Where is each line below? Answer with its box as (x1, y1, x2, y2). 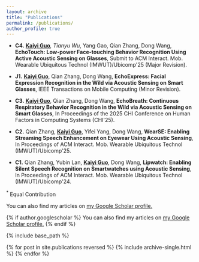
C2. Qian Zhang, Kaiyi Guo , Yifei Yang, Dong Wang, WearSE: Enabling (14, 128, 190, 135)
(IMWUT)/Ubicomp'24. (14, 178, 72, 185)
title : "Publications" (6, 14, 63, 20)
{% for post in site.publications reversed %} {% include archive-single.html (6, 243, 192, 251)
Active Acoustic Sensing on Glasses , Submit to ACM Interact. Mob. (14, 55, 183, 62)
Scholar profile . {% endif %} (6, 220, 76, 227)
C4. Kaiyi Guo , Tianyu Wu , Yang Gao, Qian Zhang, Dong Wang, (14, 42, 172, 49)
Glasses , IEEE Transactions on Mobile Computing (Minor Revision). (14, 85, 181, 93)
